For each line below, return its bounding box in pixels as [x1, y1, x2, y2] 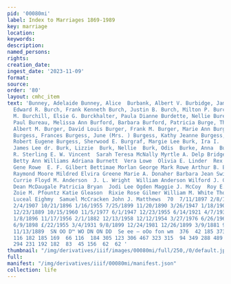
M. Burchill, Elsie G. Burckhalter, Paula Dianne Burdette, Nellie [13, 112, 211, 119]
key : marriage [7, 23, 48, 30]
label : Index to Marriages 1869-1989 [7, 17, 115, 23]
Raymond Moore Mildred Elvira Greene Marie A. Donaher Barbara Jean [13, 170, 214, 177]
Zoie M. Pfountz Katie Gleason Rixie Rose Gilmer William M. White [13, 190, 214, 196]
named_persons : [7, 49, 51, 56]
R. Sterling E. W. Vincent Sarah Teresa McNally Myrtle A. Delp [13, 151, 205, 159]
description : [7, 42, 45, 49]
